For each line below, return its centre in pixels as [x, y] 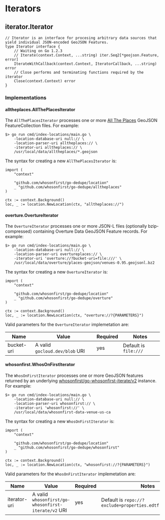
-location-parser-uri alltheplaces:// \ [56, 143]
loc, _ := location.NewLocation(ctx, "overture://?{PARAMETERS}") [74, 315]
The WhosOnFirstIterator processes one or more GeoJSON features [74, 375]
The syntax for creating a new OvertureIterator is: [56, 272]
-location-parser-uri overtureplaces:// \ [58, 254]
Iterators [23, 9]
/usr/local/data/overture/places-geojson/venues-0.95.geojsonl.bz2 [84, 263]
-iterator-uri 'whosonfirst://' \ [49, 408]
